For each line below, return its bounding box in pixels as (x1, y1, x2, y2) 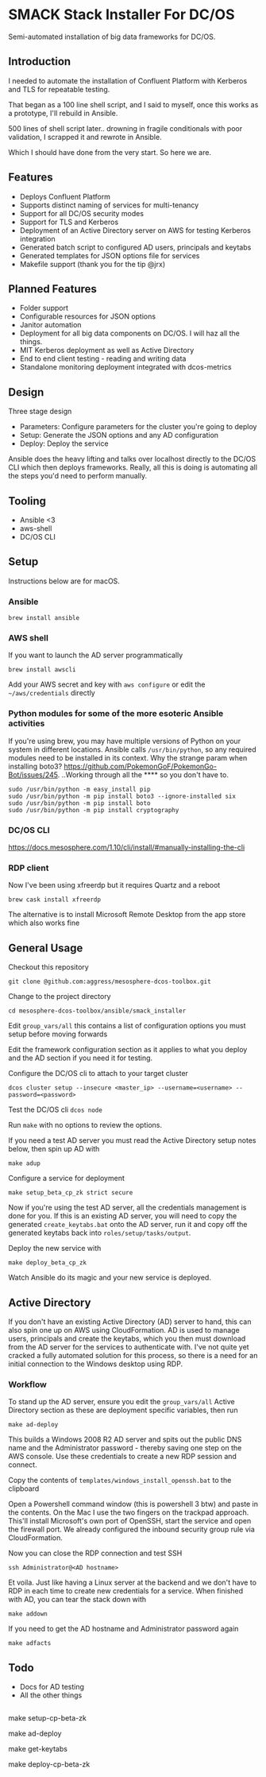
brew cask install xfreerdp (8, 896, 102, 904)
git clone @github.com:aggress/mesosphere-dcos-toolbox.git (8, 978, 212, 986)
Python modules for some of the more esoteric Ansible (8, 708, 224, 719)
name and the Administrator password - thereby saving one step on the (8, 1443, 242, 1453)
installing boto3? (8, 761, 63, 771)
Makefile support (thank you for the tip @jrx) (19, 259, 165, 269)
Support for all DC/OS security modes (19, 208, 145, 218)
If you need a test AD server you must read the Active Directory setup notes (8, 1136, 256, 1145)
